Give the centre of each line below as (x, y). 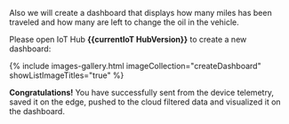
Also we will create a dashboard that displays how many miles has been (141, 13)
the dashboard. (37, 111)
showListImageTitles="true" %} (67, 75)
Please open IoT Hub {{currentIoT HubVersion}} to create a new (128, 39)
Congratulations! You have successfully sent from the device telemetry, (141, 93)
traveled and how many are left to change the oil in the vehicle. (124, 22)
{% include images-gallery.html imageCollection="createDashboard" (135, 66)
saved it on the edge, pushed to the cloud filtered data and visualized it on (145, 102)
